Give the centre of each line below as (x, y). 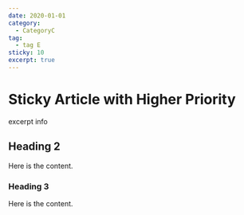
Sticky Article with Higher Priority (122, 100)
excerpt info (28, 121)
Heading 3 (29, 186)
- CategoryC (35, 30)
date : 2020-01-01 (37, 16)
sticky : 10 (26, 53)
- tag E (28, 45)
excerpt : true (32, 61)
